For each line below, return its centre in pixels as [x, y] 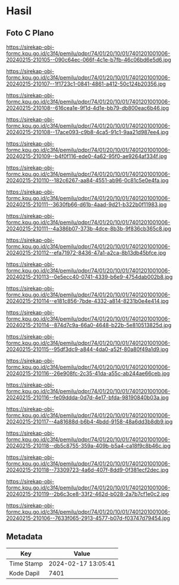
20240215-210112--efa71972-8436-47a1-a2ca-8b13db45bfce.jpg [86, 253]
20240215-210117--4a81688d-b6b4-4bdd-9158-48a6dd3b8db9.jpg [89, 422]
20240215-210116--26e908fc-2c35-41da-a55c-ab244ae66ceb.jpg [88, 373]
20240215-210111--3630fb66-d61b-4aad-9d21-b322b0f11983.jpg [87, 204]
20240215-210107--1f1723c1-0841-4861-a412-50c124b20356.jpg [86, 84]
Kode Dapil [24, 573]
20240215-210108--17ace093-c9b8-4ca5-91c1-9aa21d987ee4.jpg [87, 132]
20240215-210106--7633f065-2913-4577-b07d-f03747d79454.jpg [88, 518]
